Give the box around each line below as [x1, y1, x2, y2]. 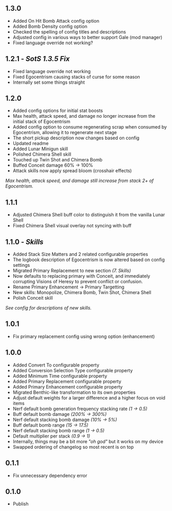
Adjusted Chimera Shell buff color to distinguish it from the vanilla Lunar [12, 212, 165, 218]
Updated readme [12, 140, 49, 147]
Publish [12, 501, 29, 507]
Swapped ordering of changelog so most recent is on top [12, 444, 134, 450]
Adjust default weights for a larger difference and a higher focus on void [12, 394, 166, 400]
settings [12, 262, 30, 268]
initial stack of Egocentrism [12, 118, 70, 125]
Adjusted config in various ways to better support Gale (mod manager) [12, 34, 163, 40]
